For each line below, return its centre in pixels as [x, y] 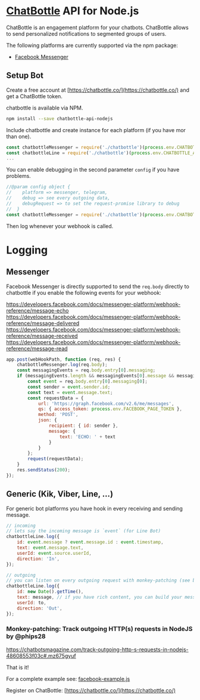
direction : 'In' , [38, 559]
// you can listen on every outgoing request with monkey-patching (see [98, 581]
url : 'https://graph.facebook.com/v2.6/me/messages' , [106, 404]
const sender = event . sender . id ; [69, 387]
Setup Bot [25, 76]
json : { [48, 420]
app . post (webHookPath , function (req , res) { [63, 359]
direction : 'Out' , [40, 608]
